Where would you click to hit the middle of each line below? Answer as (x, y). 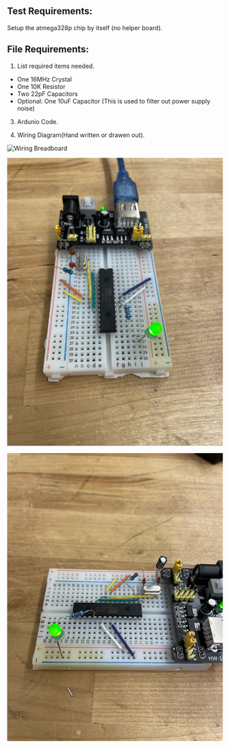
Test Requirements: (50, 11)
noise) (26, 108)
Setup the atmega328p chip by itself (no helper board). (85, 27)
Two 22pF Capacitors (47, 94)
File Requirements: (48, 50)
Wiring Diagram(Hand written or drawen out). (81, 135)
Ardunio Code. (37, 121)
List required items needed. (55, 66)
